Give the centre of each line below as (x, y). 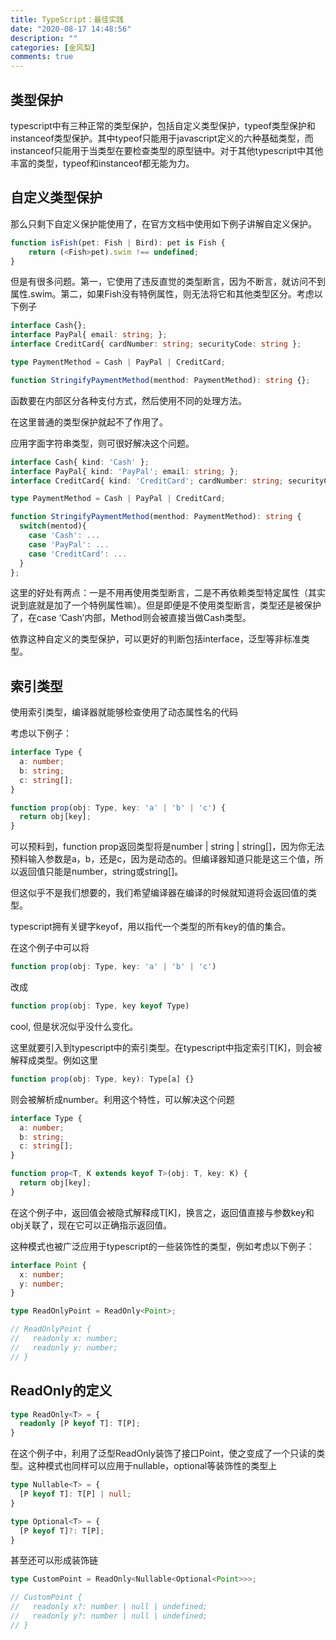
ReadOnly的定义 (61, 1391)
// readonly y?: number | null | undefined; (109, 1616)
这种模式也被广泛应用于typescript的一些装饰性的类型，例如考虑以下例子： (162, 1246)
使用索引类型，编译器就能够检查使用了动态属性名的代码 (124, 712)
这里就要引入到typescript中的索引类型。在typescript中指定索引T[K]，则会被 (166, 1047)
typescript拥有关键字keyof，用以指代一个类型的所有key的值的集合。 (151, 927)
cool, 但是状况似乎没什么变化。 (74, 1026)
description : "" (44, 38)
